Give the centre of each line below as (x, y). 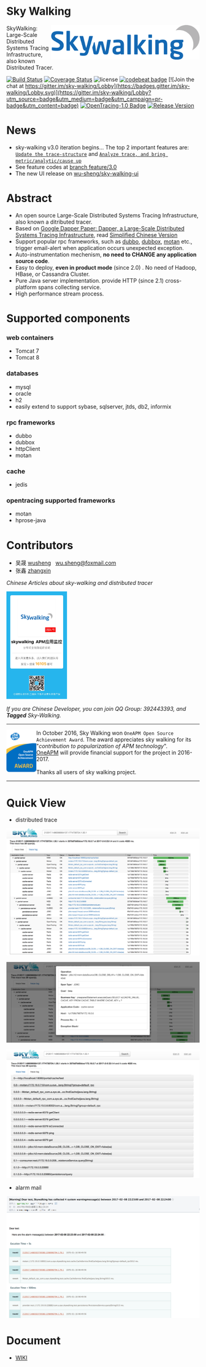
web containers (30, 337)
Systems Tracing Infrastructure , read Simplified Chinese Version (96, 235)
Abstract (29, 198)
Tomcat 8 (27, 358)
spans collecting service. (69, 287)
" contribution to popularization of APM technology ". (102, 746)
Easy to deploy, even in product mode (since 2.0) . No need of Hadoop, (106, 267)
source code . (32, 261)
